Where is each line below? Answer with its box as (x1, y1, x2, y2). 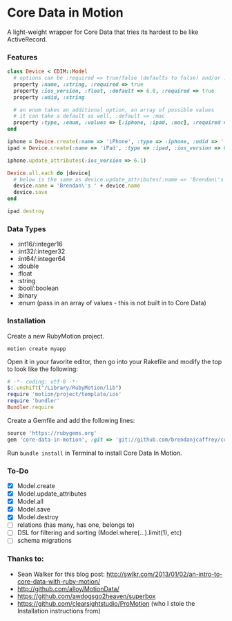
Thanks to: (7, 554, 44, 564)
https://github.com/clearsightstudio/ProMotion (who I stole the (17, 599, 195, 607)
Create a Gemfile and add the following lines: (7, 416, 135, 424)
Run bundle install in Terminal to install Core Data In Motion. (7, 449, 182, 457)
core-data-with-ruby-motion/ (17, 577, 101, 586)
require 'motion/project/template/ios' (7, 391, 122, 398)
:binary (17, 291, 38, 300)
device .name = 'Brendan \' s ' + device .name (13, 182, 140, 190)
